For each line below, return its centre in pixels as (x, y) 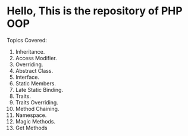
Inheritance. (30, 51)
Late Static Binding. (39, 89)
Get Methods (31, 128)
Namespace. (31, 115)
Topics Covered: (27, 40)
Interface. (27, 77)
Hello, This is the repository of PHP (95, 11)
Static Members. (35, 83)
